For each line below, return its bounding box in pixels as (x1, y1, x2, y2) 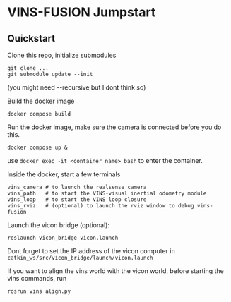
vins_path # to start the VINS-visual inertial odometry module (7, 190, 207, 197)
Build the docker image (7, 97, 75, 105)
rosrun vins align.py (7, 288, 71, 295)
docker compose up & (7, 144, 69, 151)
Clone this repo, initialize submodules (7, 51, 117, 59)
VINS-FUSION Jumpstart (7, 4, 156, 20)
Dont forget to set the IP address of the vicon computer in (7, 247, 175, 255)
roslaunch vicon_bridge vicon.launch (7, 234, 119, 241)
